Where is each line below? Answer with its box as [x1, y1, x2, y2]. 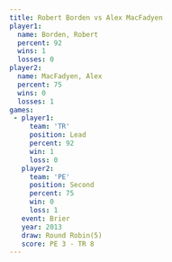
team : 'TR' [29, 122, 70, 131]
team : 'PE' [29, 172, 70, 181]
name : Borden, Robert [17, 30, 99, 39]
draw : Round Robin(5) [21, 230, 103, 239]
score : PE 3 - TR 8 [21, 239, 95, 248]
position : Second [29, 181, 95, 190]
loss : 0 [29, 155, 59, 165]
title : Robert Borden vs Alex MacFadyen [9, 13, 164, 23]
